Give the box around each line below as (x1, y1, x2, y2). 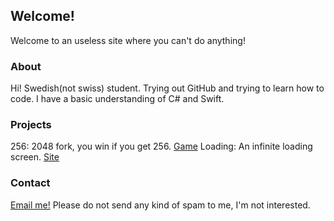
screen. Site (10, 151, 60, 163)
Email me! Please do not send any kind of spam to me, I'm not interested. (10, 199, 311, 211)
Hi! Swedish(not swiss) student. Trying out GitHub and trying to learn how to (10, 82, 325, 94)
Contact (10, 176, 51, 190)
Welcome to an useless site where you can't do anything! (10, 34, 246, 46)
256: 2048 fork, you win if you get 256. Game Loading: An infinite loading (10, 140, 313, 153)
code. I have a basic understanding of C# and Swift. (10, 93, 225, 105)
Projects (10, 118, 52, 132)
